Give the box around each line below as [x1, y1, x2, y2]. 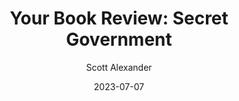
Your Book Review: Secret [9, 7, 229, 30]
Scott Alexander [85, 61, 153, 73]
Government [65, 28, 173, 51]
